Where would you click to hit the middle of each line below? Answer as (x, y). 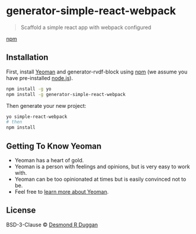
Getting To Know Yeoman (54, 146)
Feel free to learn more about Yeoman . (62, 191)
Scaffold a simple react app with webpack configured (86, 27)
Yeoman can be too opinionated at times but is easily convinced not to (100, 179)
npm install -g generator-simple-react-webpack (66, 94)
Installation (27, 57)
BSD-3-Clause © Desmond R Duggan (52, 225)
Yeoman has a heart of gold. (49, 160)
